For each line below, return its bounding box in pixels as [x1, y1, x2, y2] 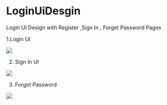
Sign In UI [14, 58, 39, 65]
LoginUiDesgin [6, 4, 81, 18]
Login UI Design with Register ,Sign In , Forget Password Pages [6, 24, 162, 31]
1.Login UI [6, 35, 31, 42]
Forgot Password [14, 81, 57, 88]
